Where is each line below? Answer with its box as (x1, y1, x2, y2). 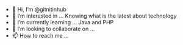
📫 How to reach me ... (12, 32, 69, 39)
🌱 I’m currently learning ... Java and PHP (12, 19, 114, 26)
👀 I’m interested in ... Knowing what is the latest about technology (12, 12, 177, 19)
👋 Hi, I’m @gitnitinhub (12, 6, 67, 13)
